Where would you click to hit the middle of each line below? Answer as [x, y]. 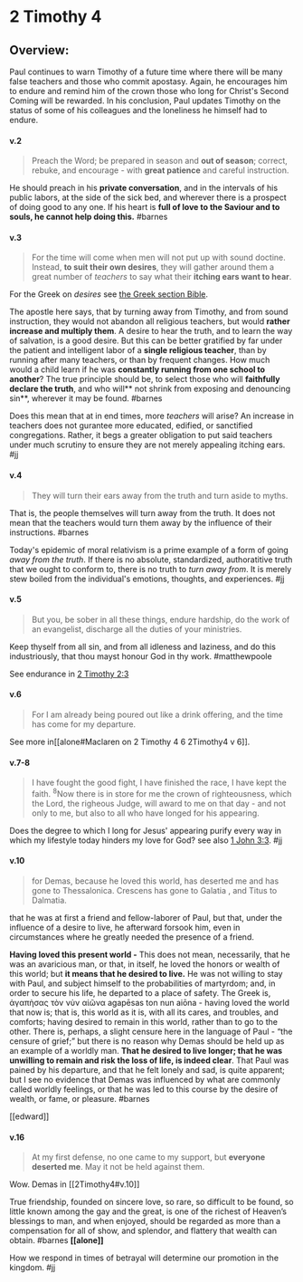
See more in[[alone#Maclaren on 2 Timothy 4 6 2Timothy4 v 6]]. [130, 742]
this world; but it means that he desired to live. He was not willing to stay [146, 974]
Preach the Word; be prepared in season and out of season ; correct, [159, 161]
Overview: [39, 50]
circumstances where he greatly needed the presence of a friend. [132, 937]
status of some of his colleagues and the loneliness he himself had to [138, 110]
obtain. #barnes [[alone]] [57, 1240]
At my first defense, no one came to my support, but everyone [148, 1157]
